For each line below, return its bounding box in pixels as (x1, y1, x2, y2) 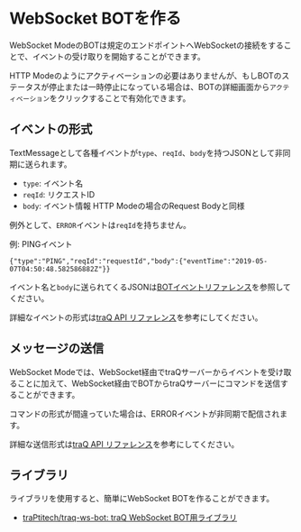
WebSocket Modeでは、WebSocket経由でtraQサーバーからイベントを (9, 366, 269, 377)
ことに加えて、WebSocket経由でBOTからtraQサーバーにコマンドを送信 (16, 378, 281, 389)
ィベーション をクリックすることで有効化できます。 (9, 92, 191, 104)
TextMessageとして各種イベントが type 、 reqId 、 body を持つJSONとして (9, 147, 275, 158)
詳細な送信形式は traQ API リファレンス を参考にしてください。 (9, 438, 240, 449)
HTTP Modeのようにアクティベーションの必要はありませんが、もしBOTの (9, 69, 282, 81)
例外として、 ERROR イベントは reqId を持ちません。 (9, 219, 192, 230)
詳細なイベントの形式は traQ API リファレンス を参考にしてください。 (9, 312, 263, 323)
